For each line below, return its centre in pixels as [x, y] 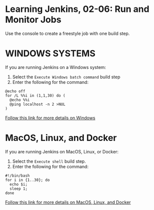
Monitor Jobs [33, 20]
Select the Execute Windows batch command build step [66, 77]
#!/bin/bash [17, 175]
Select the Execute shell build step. [49, 161]
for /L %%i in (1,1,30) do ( [35, 95]
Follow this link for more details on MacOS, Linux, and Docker [68, 202]
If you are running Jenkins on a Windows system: [56, 67]
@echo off [15, 91]
